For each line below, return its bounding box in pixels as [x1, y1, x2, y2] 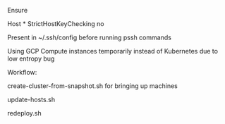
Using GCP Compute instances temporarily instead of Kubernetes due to [7, 47, 219, 55]
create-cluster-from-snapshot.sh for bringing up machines [7, 82, 178, 90]
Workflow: [7, 68, 37, 76]
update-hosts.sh [7, 95, 55, 104]
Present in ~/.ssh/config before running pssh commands [7, 33, 171, 42]
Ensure [7, 6, 28, 14]
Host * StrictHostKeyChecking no [7, 20, 104, 27]
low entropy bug [7, 54, 55, 63]
